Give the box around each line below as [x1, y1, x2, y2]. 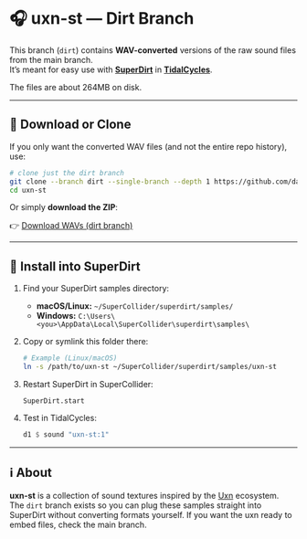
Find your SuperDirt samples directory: [22, 283, 170, 294]
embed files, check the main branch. [9, 519, 148, 530]
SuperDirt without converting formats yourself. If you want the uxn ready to [9, 509, 292, 520]
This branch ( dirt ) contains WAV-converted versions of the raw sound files [9, 44, 297, 56]
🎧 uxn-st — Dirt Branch [9, 8, 195, 29]
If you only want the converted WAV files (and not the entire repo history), [9, 141, 288, 152]
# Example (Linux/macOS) [22, 354, 118, 363]
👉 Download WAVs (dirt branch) [9, 220, 133, 231]
